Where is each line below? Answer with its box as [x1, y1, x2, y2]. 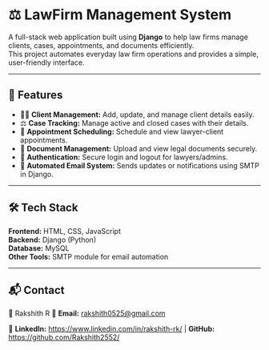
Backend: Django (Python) [8, 235, 97, 244]
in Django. [19, 169, 54, 179]
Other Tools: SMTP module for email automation [8, 251, 169, 261]
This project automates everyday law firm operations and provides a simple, [8, 49, 259, 58]
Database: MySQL [8, 243, 70, 253]
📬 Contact [8, 283, 65, 297]
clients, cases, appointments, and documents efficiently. [8, 40, 195, 50]
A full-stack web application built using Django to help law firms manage [8, 32, 248, 42]
